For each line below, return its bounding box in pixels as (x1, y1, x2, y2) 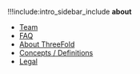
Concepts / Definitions (18, 48, 94, 57)
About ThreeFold (18, 39, 75, 49)
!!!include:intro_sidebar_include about (7, 7, 132, 16)
